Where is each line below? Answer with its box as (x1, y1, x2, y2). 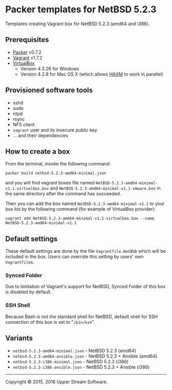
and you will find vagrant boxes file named (5, 180, 95, 186)
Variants (5, 334, 33, 343)
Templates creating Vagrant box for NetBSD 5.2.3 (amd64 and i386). (5, 21, 150, 27)
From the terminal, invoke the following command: (5, 161, 111, 167)
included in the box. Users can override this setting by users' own (5, 253, 144, 260)
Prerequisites (5, 35, 49, 44)
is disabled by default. (5, 289, 52, 295)
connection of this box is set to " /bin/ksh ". (5, 319, 95, 325)
